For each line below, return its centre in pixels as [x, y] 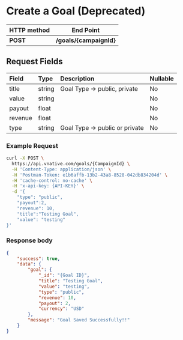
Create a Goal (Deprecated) [76, 11]
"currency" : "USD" [61, 309]
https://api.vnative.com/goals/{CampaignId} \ [71, 163]
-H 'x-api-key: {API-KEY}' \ [48, 186]
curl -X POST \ [25, 158]
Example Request [32, 145]
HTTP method [29, 30]
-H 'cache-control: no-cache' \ [52, 181]
